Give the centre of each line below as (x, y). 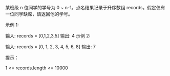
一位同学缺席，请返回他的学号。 (39, 14)
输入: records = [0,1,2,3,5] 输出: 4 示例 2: (48, 36)
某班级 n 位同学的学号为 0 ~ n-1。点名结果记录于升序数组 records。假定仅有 (85, 7)
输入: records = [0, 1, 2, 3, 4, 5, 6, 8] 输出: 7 (50, 47)
